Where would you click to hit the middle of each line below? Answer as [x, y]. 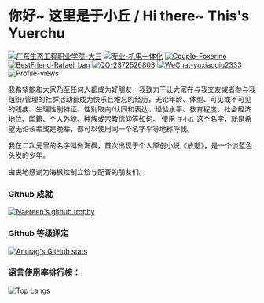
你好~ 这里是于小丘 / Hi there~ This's [129, 16]
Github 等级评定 [38, 234]
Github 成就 [31, 194]
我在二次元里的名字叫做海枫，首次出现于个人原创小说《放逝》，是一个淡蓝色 [130, 145]
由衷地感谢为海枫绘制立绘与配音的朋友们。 [77, 172]
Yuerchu [37, 33]
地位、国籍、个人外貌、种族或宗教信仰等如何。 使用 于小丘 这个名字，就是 [126, 119]
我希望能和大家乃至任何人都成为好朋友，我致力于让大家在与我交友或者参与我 [132, 89]
